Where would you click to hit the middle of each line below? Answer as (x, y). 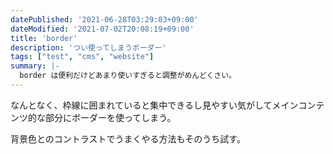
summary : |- (35, 66)
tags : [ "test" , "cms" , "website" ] (82, 57)
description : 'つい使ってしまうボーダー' (88, 47)
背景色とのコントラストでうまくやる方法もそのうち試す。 (128, 138)
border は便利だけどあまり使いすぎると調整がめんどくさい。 (128, 76)
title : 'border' (44, 38)
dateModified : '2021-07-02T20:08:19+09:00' (102, 29)
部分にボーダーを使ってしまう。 (110, 117)
